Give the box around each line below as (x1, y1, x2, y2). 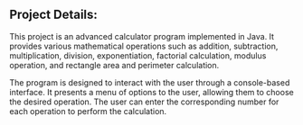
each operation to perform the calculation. (9, 105, 167, 116)
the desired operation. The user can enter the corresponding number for (9, 96, 279, 107)
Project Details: (9, 7, 98, 22)
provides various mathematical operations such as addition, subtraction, (9, 40, 279, 51)
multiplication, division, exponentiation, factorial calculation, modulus (9, 49, 267, 61)
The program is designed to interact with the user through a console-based (9, 76, 290, 88)
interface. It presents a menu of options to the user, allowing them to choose (9, 86, 294, 97)
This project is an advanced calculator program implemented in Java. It (9, 31, 274, 41)
